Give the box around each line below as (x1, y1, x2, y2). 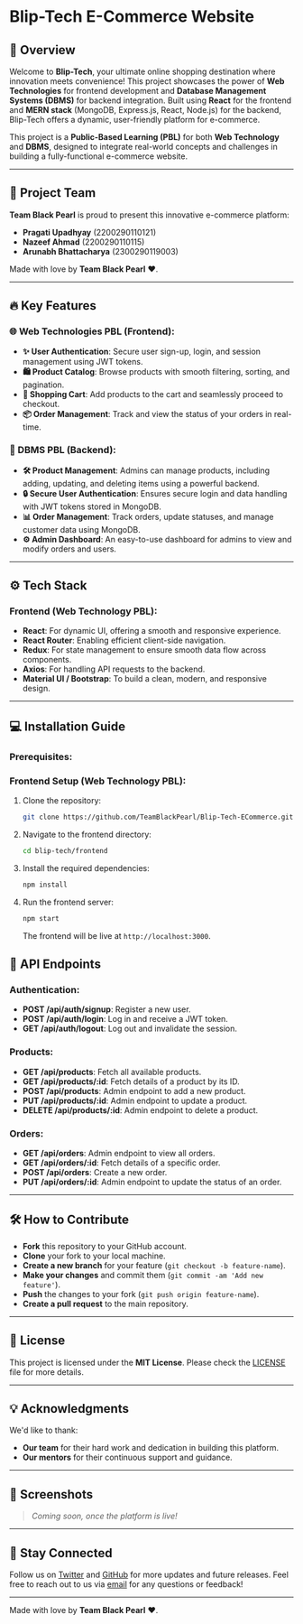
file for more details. (9, 1366, 84, 1378)
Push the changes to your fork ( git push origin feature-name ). (22, 1288, 260, 1299)
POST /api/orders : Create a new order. (22, 1166, 168, 1177)
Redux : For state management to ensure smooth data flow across (22, 645, 267, 655)
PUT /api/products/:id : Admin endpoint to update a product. (22, 1095, 248, 1106)
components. (22, 654, 72, 665)
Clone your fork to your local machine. (22, 1250, 166, 1261)
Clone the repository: (22, 795, 102, 806)
